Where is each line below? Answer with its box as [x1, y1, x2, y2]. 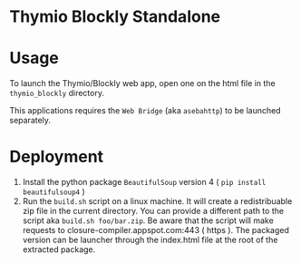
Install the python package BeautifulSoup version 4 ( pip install [22, 177, 267, 188]
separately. [9, 115, 52, 126]
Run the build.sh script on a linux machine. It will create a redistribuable [22, 196, 293, 207]
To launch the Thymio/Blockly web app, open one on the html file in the [9, 78, 276, 89]
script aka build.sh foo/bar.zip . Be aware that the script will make [22, 215, 274, 226]
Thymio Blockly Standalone [9, 6, 220, 27]
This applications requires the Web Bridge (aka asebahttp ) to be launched [9, 105, 281, 116]
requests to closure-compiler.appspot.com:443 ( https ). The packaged [22, 225, 290, 236]
